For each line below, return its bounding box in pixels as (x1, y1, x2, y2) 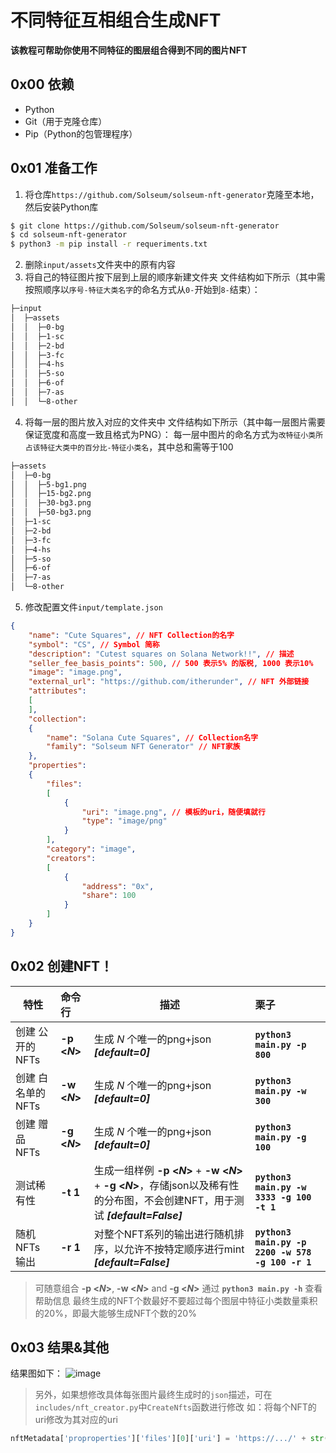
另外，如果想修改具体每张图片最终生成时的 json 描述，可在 (34, 1389, 273, 1401)
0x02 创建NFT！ (10, 958, 114, 975)
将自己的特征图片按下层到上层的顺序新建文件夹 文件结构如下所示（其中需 (24, 271, 326, 283)
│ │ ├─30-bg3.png (10, 498, 92, 508)
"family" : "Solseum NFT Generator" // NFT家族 (46, 742, 241, 752)
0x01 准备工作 (10, 160, 98, 177)
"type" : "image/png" (81, 816, 168, 826)
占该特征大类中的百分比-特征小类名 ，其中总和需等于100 (24, 441, 234, 453)
